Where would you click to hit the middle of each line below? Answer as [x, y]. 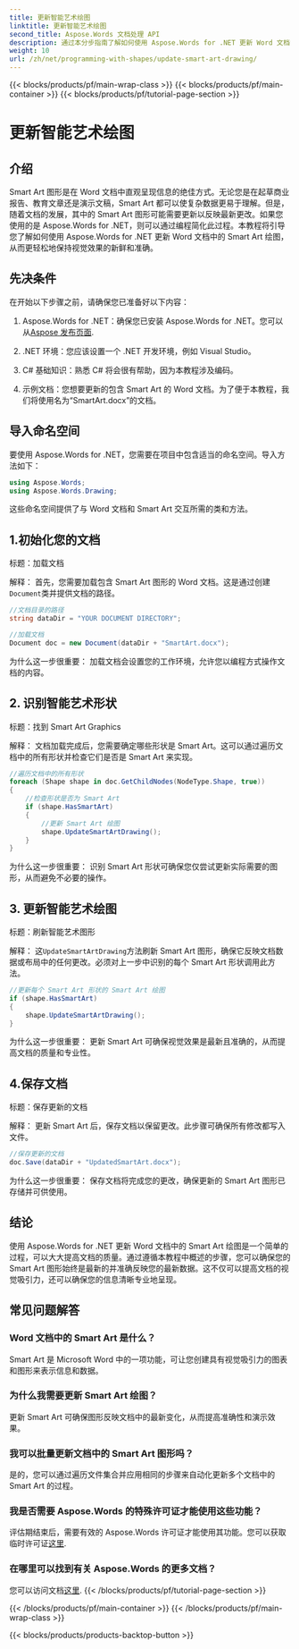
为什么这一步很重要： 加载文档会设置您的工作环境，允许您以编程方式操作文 [147, 661]
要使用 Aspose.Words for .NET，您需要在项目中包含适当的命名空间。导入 [144, 454]
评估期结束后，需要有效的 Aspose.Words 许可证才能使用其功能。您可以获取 [148, 1532]
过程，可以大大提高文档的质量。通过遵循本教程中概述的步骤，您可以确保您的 [150, 1256]
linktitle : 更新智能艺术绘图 [58, 26]
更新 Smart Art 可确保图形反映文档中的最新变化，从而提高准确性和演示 [138, 1416]
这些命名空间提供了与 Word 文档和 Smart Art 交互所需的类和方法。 [131, 509]
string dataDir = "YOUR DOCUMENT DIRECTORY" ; [95, 619]
